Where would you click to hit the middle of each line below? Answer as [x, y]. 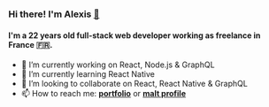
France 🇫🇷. [31, 44]
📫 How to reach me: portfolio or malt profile [104, 94]
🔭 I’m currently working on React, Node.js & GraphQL [118, 65]
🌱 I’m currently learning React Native [88, 74]
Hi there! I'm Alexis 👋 [54, 14]
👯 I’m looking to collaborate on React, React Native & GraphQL [134, 84]
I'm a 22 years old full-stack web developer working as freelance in [134, 35]
